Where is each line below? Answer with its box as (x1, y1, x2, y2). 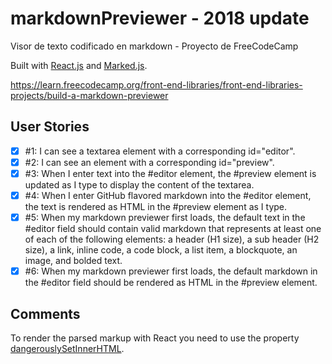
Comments (10, 305, 81, 322)
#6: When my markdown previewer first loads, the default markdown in (24, 265, 318, 277)
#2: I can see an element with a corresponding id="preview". (24, 156, 275, 168)
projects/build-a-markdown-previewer (10, 89, 169, 101)
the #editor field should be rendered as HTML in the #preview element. (24, 277, 318, 289)
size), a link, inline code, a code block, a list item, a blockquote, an (24, 244, 298, 256)
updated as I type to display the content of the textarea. (24, 178, 255, 191)
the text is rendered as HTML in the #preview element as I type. (24, 201, 288, 212)
